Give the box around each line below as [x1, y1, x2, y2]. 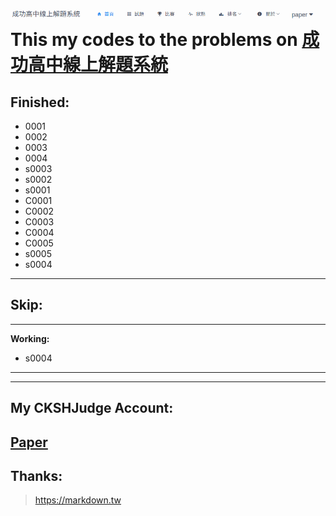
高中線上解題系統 [28, 54, 169, 76]
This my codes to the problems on [10, 29, 298, 51]
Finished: [10, 94, 70, 111]
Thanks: [10, 467, 63, 484]
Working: [10, 332, 50, 344]
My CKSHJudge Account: [10, 400, 174, 417]
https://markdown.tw [34, 494, 122, 506]
